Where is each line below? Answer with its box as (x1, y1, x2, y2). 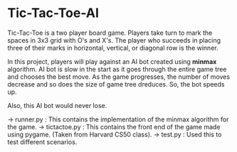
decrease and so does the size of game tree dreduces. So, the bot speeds (7, 80, 225, 88)
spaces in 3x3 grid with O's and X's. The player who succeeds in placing (7, 36, 221, 44)
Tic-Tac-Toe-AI (7, 5, 100, 21)
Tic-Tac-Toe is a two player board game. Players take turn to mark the (7, 28, 213, 37)
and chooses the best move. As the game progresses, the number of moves (7, 72, 230, 81)
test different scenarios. (7, 137, 78, 146)
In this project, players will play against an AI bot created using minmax (7, 57, 217, 65)
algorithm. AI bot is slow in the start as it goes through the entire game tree (7, 65, 227, 73)
